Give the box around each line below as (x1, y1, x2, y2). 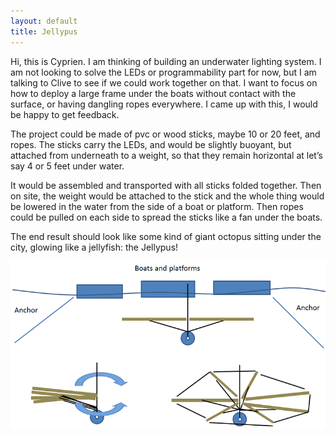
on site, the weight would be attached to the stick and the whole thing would (10, 190, 325, 202)
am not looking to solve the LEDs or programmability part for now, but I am (10, 66, 317, 78)
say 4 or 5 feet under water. (10, 160, 125, 172)
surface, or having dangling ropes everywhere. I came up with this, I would (10, 98, 318, 110)
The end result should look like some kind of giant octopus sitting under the (10, 230, 322, 242)
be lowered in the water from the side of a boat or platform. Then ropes (10, 200, 304, 212)
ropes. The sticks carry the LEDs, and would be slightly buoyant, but (10, 138, 292, 150)
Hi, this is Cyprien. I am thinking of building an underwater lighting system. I (10, 55, 322, 67)
